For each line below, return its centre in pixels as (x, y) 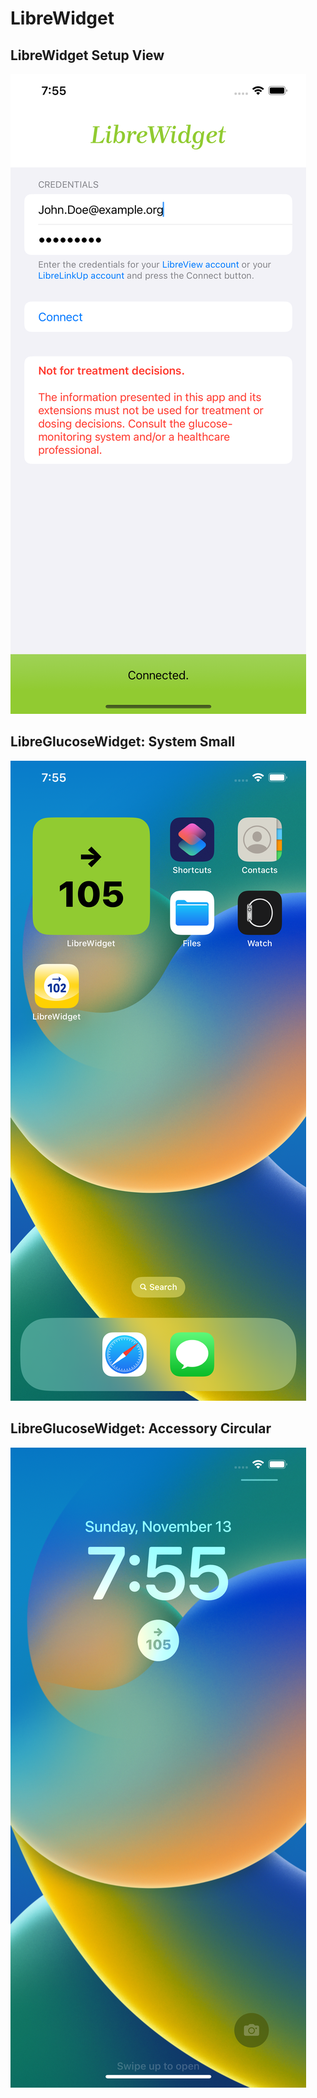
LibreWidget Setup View (87, 55)
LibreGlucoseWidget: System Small (123, 742)
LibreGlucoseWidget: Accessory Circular (141, 1428)
